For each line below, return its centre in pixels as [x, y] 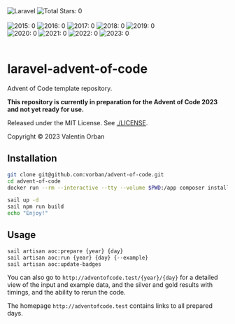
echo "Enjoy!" [28, 213]
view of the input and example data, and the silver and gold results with [110, 285]
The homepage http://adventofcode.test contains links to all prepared [110, 306]
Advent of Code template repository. [60, 88]
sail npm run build [36, 207]
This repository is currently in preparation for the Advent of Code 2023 [113, 101]
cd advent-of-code [34, 181]
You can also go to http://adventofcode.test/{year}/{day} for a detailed [113, 277]
